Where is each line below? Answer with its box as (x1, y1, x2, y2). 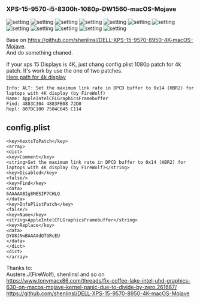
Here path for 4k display (6, 74, 66, 81)
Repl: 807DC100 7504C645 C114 (6, 106, 82, 112)
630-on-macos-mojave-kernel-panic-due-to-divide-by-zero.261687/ (6, 284, 177, 291)
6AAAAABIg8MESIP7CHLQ (6, 191, 60, 197)
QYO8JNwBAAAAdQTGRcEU (6, 233, 60, 239)
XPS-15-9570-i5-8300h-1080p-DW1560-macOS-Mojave (6, 5, 177, 13)
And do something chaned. (6, 49, 73, 56)
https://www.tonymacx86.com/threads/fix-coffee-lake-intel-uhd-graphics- (6, 277, 191, 284)
